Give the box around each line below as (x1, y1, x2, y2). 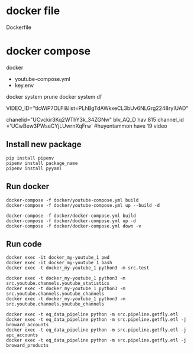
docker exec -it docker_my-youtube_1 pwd (6, 255, 110, 261)
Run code (6, 239, 42, 249)
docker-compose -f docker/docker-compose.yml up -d (6, 217, 136, 224)
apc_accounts (6, 332, 38, 338)
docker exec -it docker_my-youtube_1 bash (6, 260, 112, 266)
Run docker (6, 181, 50, 191)
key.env (14, 82, 34, 89)
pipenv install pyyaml (6, 165, 62, 171)
